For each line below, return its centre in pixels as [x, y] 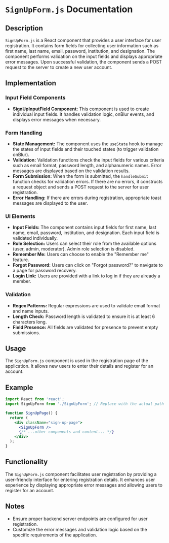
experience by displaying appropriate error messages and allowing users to [84, 485]
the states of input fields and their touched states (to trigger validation [86, 149]
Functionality [27, 462]
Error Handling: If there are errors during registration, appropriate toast [87, 198]
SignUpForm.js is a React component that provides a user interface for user [83, 40]
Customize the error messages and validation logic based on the [80, 529]
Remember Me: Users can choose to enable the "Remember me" [81, 254]
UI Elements [20, 216]
